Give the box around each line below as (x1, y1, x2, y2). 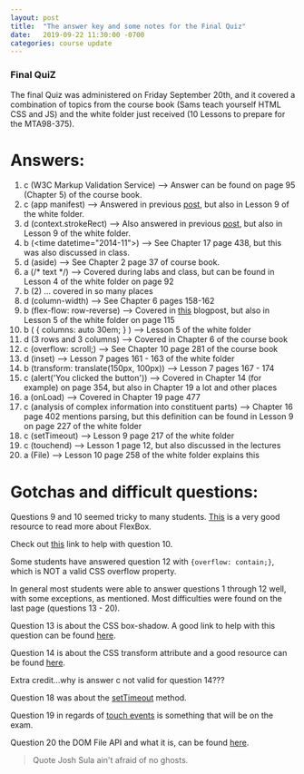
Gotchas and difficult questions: (10, 482, 259, 502)
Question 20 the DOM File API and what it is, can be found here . (10, 737, 250, 749)
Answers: (10, 150, 85, 171)
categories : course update (10, 38, 113, 48)
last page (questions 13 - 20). (10, 603, 121, 613)
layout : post (10, 13, 60, 23)
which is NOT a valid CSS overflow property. (10, 566, 177, 577)
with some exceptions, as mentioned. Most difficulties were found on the (10, 593, 282, 604)
